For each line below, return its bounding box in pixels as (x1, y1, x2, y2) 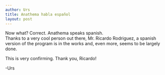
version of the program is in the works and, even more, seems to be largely (5, 41, 160, 47)
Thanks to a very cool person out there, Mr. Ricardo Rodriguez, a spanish (5, 35, 156, 41)
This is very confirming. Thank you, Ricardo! (5, 56, 97, 62)
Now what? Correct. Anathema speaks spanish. (5, 30, 104, 36)
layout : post (5, 16, 33, 21)
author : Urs (5, 7, 30, 12)
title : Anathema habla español (5, 12, 71, 17)
